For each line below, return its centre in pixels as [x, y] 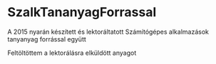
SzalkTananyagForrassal [82, 12]
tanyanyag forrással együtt [47, 39]
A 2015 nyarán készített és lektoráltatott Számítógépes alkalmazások [108, 32]
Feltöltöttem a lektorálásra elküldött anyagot [72, 53]
